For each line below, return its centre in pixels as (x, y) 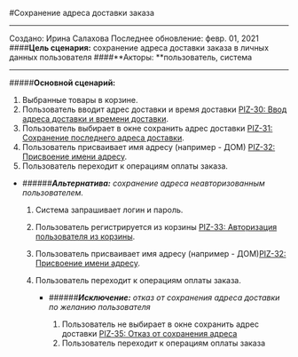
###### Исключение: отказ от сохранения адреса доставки (164, 297)
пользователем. (53, 193)
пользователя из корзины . (85, 236)
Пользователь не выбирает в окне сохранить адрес (161, 324)
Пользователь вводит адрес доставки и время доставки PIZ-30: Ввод (154, 109)
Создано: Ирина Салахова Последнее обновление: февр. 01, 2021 (134, 38)
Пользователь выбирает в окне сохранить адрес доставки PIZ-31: (147, 128)
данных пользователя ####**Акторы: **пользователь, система (131, 57)
